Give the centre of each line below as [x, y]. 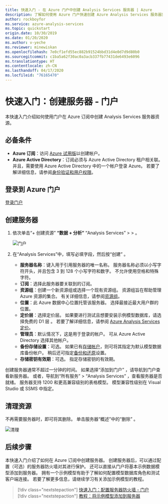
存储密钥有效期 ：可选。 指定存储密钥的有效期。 [69, 359]
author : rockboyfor [25, 19]
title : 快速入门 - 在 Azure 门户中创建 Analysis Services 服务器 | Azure [79, 10]
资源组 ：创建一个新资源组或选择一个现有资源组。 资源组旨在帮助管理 [90, 290]
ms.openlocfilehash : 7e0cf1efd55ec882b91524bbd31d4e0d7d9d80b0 [72, 52]
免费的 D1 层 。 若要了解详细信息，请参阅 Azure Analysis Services [92, 322]
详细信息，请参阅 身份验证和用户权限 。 [56, 172]
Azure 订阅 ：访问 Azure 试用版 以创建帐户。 [57, 153]
